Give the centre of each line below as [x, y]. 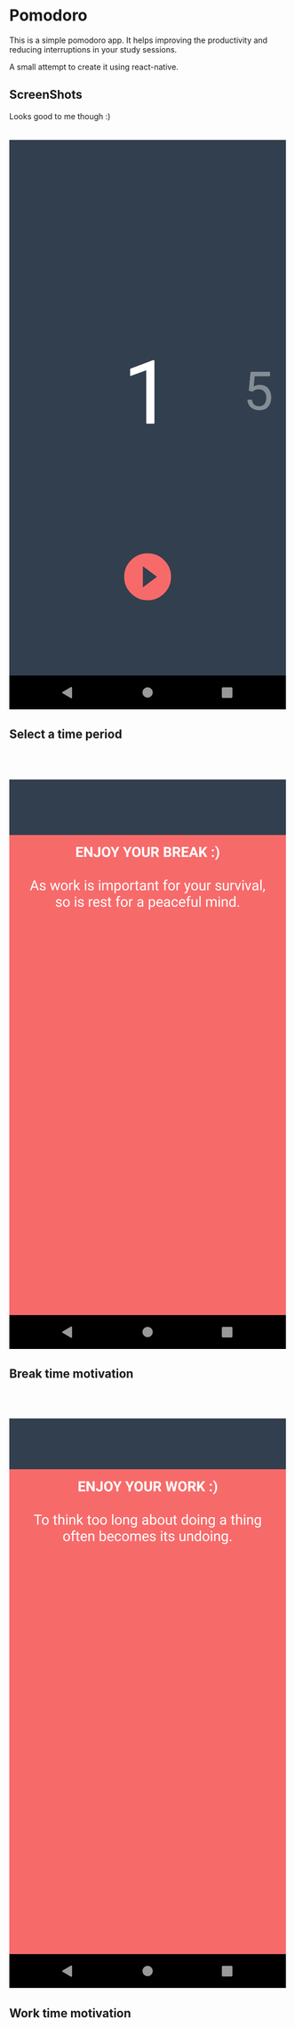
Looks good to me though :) [60, 116]
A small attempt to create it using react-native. [94, 67]
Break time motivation [72, 1373]
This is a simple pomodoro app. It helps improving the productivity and [139, 40]
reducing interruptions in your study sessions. [93, 49]
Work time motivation [70, 2013]
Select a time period [66, 735]
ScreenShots [46, 95]
